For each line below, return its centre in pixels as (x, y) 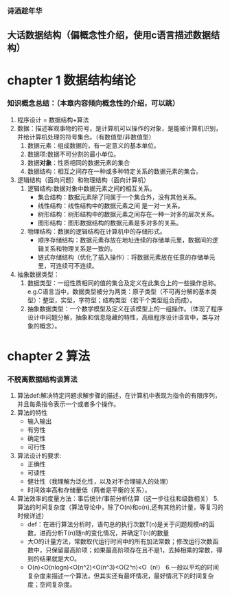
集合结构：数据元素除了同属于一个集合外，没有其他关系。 (119, 197)
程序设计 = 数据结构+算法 (53, 120)
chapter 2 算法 (49, 356)
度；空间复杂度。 (51, 585)
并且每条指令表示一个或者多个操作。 (68, 404)
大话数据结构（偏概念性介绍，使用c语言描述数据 (109, 35)
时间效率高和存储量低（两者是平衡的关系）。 (89, 490)
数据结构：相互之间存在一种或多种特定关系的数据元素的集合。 (115, 171)
